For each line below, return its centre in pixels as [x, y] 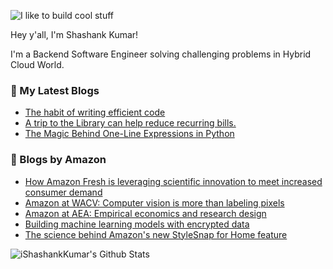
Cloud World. [37, 64]
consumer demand [63, 192]
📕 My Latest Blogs [55, 90]
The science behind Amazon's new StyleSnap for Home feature [156, 234]
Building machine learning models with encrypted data [137, 224]
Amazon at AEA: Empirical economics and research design [145, 213]
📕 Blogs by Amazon [58, 160]
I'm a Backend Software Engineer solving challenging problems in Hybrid [161, 54]
